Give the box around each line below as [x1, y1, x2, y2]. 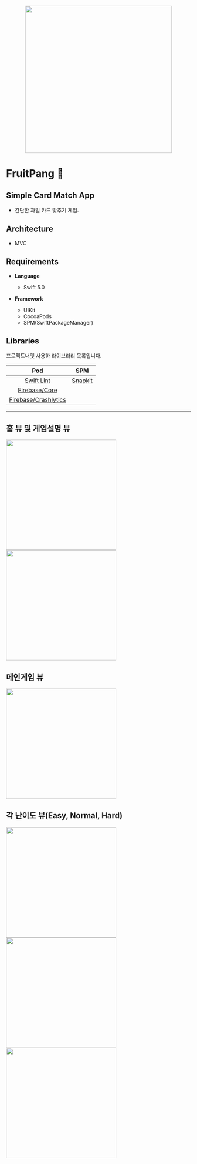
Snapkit [72, 376, 93, 385]
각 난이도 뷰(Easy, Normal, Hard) [6, 811, 123, 821]
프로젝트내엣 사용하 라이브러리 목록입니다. [6, 352, 102, 359]
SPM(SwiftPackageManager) [23, 319, 94, 326]
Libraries [6, 336, 39, 346]
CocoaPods [23, 312, 52, 320]
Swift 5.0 [23, 284, 45, 291]
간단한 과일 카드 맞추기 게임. [14, 206, 79, 214]
